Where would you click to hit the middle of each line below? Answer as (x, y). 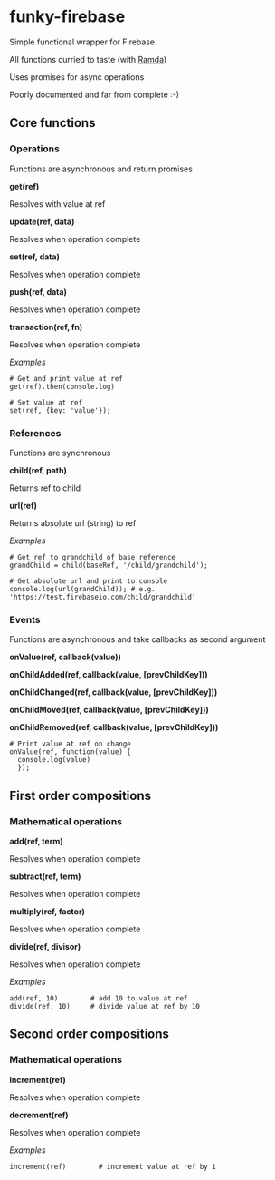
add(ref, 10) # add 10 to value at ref (99, 998)
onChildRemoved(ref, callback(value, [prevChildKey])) (114, 727)
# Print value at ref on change (70, 744)
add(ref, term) (36, 841)
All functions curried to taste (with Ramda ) (88, 59)
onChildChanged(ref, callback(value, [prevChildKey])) (114, 692)
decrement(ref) (39, 1115)
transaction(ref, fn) (46, 327)
